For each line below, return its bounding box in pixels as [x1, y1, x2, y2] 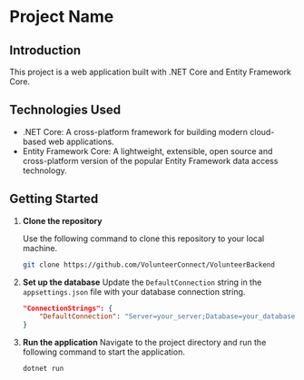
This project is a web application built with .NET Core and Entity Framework [9, 66, 292, 77]
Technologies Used [9, 102, 121, 118]
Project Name [9, 6, 114, 27]
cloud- [249, 126, 275, 137]
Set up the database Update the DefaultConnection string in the [22, 277, 262, 287]
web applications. [48, 136, 115, 147]
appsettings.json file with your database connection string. [22, 286, 246, 297]
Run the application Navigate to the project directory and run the [22, 337, 267, 348]
